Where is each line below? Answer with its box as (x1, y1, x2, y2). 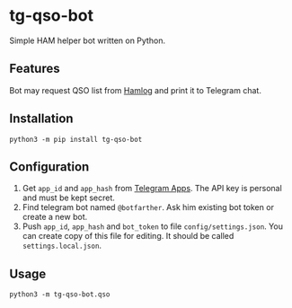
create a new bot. (22, 212, 88, 223)
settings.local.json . (22, 240, 102, 251)
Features (9, 61, 60, 76)
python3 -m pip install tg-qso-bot (9, 135, 143, 144)
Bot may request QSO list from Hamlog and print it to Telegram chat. (9, 84, 262, 95)
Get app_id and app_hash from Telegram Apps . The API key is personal (22, 183, 283, 194)
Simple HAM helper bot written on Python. (9, 35, 166, 46)
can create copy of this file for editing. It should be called (22, 231, 234, 242)
